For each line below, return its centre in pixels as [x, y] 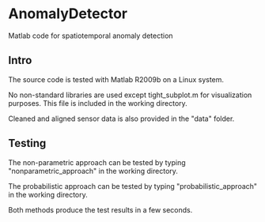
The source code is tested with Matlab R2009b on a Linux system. [116, 79]
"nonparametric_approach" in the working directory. [93, 171]
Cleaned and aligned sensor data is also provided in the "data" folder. [121, 119]
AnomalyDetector [68, 14]
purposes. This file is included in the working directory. [98, 103]
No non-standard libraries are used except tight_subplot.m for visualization [130, 95]
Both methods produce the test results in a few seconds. [100, 209]
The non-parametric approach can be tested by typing [97, 162]
